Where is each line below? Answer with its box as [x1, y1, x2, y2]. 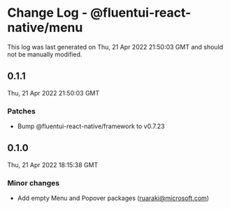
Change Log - [7, 5, 88, 21]
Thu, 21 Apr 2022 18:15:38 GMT [7, 160, 99, 169]
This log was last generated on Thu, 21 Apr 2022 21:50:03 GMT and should [7, 42, 224, 51]
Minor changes [7, 178, 60, 187]
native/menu [7, 20, 83, 36]
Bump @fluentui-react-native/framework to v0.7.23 [17, 122, 165, 130]
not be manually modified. [7, 50, 82, 59]
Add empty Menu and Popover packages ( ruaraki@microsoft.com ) [17, 194, 210, 203]
